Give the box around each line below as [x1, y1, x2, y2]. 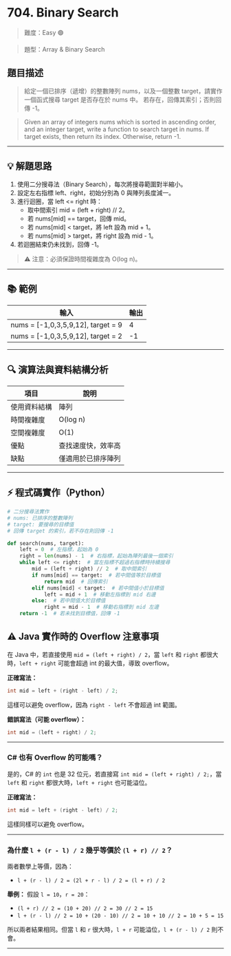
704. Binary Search [7, 5, 119, 21]
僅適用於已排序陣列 [58, 454, 122, 463]
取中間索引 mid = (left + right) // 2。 [27, 205, 129, 214]
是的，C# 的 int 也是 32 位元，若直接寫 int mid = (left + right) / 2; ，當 [7, 770, 222, 778]
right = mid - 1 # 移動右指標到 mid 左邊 [43, 603, 159, 611]
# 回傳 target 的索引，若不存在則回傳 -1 [7, 527, 114, 534]
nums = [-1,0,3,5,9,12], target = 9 [10, 320, 122, 330]
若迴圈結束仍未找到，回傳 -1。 [16, 240, 103, 248]
